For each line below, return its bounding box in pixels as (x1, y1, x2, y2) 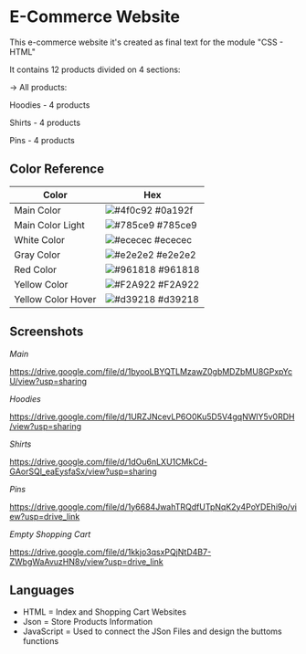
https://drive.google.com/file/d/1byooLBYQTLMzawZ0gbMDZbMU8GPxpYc (9, 365, 293, 376)
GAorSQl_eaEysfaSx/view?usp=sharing (9, 466, 157, 477)
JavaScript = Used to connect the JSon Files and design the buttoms (22, 626, 282, 637)
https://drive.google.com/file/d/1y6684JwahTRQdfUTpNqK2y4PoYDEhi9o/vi (9, 501, 297, 512)
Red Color (14, 263, 58, 276)
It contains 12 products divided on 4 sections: (9, 64, 181, 75)
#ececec (153, 233, 193, 246)
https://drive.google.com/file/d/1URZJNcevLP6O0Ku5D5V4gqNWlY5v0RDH (9, 411, 295, 422)
